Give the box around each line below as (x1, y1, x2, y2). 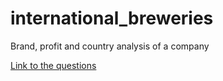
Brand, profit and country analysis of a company (10, 40, 210, 52)
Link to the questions (10, 59, 97, 71)
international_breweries (10, 7, 214, 30)
